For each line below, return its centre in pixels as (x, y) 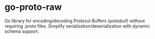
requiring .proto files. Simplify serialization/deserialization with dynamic (77, 26)
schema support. (22, 31)
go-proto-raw (33, 7)
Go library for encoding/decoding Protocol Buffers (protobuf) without (75, 21)
